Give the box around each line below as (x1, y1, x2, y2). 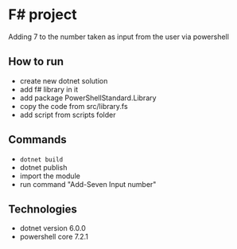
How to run (8, 55, 64, 68)
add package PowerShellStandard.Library (19, 93, 157, 103)
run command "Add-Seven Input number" (19, 179, 157, 189)
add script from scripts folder (19, 110, 116, 119)
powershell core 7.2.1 (19, 232, 89, 242)
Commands (8, 133, 68, 146)
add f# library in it (19, 84, 79, 94)
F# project (8, 6, 77, 24)
